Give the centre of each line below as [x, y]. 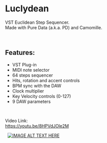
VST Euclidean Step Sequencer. [37, 22]
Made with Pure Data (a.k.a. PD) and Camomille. [54, 27]
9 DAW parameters [31, 101]
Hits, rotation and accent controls [46, 80]
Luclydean [27, 9]
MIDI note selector [31, 70]
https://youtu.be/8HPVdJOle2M [37, 126]
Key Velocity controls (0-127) [41, 96]
